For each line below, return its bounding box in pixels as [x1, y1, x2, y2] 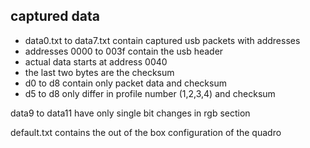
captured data [10, 8, 100, 25]
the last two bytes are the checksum [24, 66, 175, 78]
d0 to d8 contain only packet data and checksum [24, 77, 227, 89]
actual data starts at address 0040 [24, 55, 168, 68]
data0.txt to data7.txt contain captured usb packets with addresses [24, 34, 301, 46]
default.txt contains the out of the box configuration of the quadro [10, 126, 282, 138]
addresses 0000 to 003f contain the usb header [24, 45, 224, 57]
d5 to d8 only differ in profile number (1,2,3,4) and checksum [24, 87, 276, 99]
